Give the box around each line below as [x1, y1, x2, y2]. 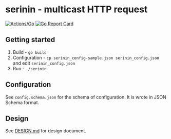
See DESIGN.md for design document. [5, 128, 86, 134]
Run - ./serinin [12, 65, 47, 71]
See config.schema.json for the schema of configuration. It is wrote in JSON [5, 94, 167, 100]
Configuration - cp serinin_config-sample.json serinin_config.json [12, 54, 159, 61]
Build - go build [12, 49, 47, 55]
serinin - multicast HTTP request [5, 4, 148, 15]
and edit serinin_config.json [12, 60, 75, 66]
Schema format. [5, 99, 40, 106]
